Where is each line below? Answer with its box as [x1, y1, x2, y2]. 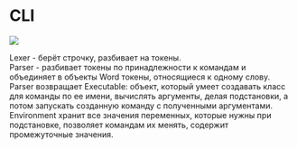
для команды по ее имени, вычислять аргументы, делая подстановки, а [9, 90, 289, 101]
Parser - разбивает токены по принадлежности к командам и [9, 61, 246, 72]
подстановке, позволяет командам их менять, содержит [9, 119, 228, 130]
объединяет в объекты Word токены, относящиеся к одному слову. [9, 71, 271, 82]
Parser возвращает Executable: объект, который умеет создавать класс [9, 80, 286, 91]
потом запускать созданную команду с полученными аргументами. [9, 100, 274, 111]
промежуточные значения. [9, 128, 115, 140]
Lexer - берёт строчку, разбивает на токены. [9, 51, 182, 63]
